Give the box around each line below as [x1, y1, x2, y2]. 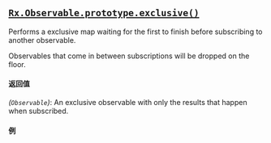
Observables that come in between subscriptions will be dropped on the [8, 51, 250, 61]
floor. [8, 59, 26, 69]
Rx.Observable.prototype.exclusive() [8, 7, 200, 19]
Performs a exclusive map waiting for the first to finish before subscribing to [8, 27, 263, 36]
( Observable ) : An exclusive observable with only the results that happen [8, 98, 247, 107]
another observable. [8, 35, 76, 44]
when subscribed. [8, 106, 69, 116]
